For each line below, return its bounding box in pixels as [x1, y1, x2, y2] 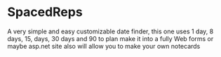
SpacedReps [7, 4, 83, 20]
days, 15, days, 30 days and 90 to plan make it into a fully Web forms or [7, 34, 214, 42]
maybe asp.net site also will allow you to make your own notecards [7, 42, 201, 50]
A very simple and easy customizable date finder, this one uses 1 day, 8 [7, 27, 214, 35]
